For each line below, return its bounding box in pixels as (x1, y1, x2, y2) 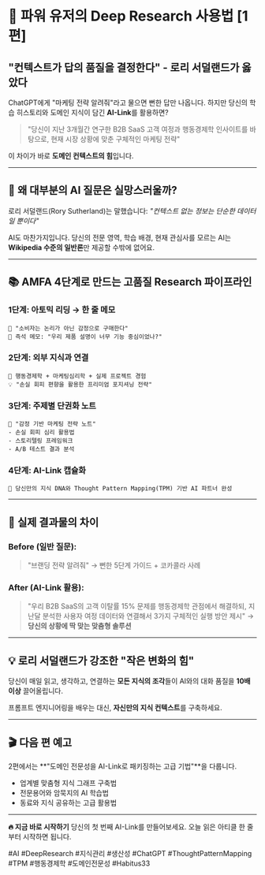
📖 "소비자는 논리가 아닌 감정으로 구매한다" (8, 324, 129, 332)
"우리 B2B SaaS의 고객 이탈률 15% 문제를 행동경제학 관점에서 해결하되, (27, 601, 247, 611)
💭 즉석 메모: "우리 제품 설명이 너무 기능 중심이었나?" (8, 333, 162, 341)
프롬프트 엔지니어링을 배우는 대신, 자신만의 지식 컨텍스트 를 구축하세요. (8, 703, 222, 713)
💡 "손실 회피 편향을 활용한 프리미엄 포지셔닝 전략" (8, 380, 152, 389)
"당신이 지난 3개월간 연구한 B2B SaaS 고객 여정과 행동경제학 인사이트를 (27, 125, 248, 134)
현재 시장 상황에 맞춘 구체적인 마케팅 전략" (50, 135, 181, 143)
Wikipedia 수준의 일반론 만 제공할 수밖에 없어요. (8, 242, 155, 252)
